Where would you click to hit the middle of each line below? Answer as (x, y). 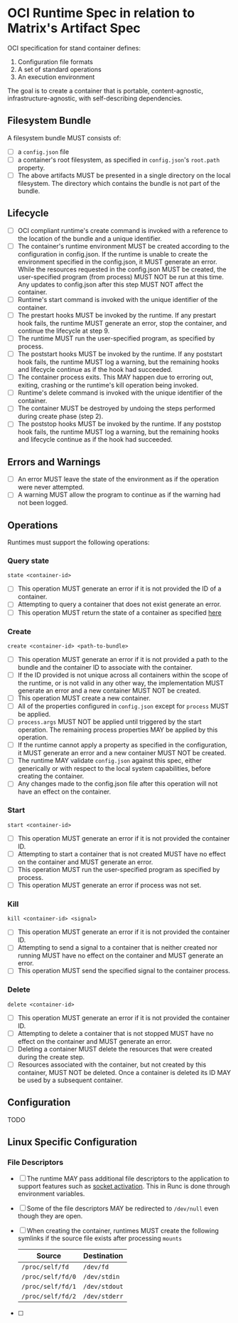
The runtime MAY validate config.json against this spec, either (110, 761)
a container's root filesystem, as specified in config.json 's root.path (119, 160)
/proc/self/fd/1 (49, 1287)
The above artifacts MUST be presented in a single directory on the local (124, 175)
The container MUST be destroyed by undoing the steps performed (116, 408)
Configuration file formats (55, 61)
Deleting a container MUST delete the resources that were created (115, 1049)
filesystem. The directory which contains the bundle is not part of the (119, 183)
